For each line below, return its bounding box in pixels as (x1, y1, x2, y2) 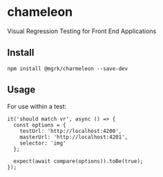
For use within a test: (7, 102, 67, 110)
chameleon (7, 4, 73, 20)
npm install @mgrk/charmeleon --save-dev (7, 65, 128, 72)
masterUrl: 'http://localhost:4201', (19, 134, 128, 140)
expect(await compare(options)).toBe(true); (13, 158, 144, 165)
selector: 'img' (19, 139, 67, 147)
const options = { (13, 121, 67, 128)
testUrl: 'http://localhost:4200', (19, 127, 122, 134)
